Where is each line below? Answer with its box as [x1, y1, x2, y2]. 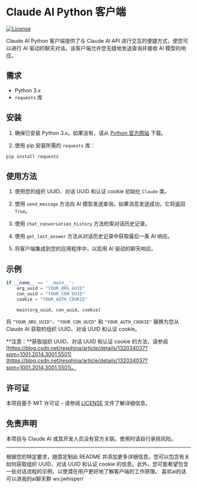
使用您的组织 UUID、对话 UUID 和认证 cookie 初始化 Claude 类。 [14, 188, 170, 195]
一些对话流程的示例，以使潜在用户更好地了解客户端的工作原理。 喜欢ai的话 [6, 468, 186, 475]
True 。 [14, 208, 31, 215]
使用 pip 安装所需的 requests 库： [14, 142, 96, 149]
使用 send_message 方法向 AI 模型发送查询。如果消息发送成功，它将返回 [14, 200, 186, 207]
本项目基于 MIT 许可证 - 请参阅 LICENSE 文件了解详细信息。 [6, 400, 151, 407]
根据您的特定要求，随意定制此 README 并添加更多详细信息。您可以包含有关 [6, 453, 190, 460]
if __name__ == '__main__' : [6, 280, 75, 286]
